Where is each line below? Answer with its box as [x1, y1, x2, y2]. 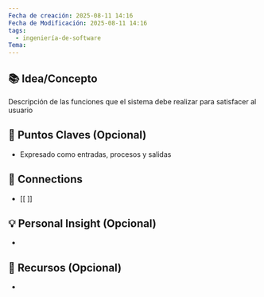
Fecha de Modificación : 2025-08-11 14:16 [8, 19, 148, 27]
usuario [8, 105, 33, 115]
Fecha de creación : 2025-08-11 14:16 [8, 11, 134, 20]
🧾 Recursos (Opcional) [8, 260, 122, 275]
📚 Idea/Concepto [8, 72, 98, 85]
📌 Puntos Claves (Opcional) [8, 128, 147, 142]
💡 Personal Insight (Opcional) [8, 217, 157, 230]
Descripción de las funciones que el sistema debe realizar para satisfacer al [8, 96, 257, 106]
